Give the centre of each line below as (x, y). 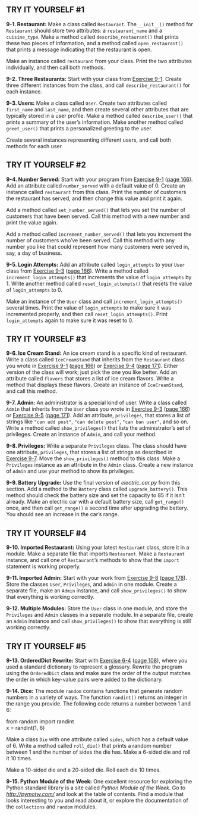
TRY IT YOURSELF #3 (46, 339)
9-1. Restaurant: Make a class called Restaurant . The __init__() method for (99, 24)
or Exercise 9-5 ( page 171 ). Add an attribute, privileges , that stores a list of (98, 416)
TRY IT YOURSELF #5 (46, 646)
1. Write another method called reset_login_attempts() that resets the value (99, 283)
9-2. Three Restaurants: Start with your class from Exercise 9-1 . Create (94, 79)
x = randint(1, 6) (26, 728)
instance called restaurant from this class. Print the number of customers (96, 192)
